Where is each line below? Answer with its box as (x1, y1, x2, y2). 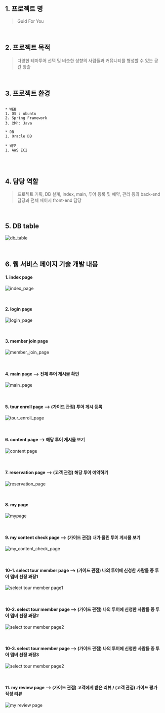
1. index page (5, 274, 33, 280)
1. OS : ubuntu (5, 111, 37, 117)
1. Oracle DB (5, 134, 32, 139)
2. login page (5, 306, 33, 312)
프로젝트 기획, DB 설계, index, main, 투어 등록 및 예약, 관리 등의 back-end (17, 191, 161, 197)
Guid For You (17, 18, 44, 24)
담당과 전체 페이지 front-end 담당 (17, 197, 82, 203)
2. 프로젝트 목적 (5, 44, 50, 52)
